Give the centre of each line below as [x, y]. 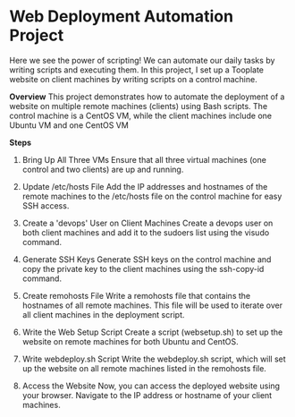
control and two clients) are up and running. [103, 169]
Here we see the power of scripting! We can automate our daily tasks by [142, 60]
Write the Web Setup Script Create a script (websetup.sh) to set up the [152, 332]
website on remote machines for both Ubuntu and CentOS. [130, 341]
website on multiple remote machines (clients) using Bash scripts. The [139, 106]
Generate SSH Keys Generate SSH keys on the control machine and [147, 259]
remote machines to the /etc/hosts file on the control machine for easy [152, 196]
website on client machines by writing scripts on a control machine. [133, 79]
